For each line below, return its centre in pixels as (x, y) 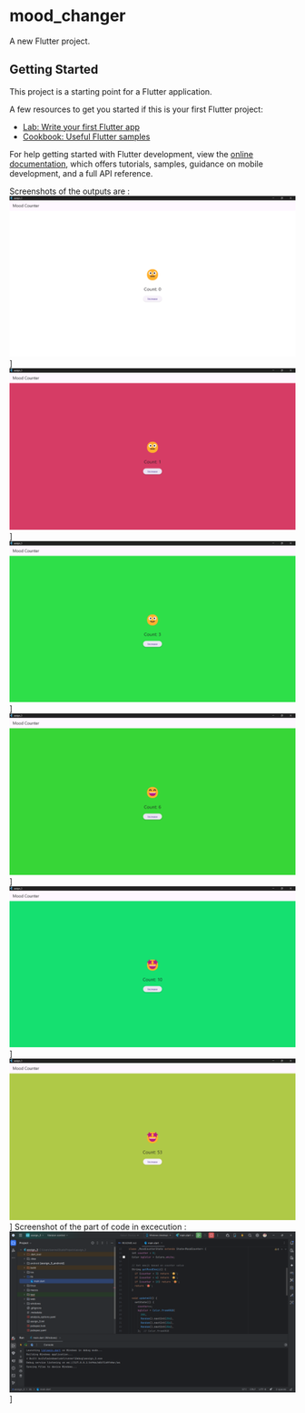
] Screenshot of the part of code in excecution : (98, 1226)
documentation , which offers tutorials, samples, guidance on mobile (136, 164)
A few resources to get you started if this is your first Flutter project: (136, 109)
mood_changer (68, 16)
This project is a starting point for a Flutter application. (111, 91)
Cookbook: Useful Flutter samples (86, 136)
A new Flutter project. (50, 41)
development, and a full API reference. (81, 173)
